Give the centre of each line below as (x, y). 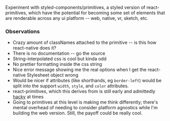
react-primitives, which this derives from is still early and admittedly (84, 91)
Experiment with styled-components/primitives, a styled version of (75, 7)
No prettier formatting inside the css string (57, 64)
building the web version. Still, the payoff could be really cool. (78, 113)
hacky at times (28, 97)
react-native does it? (34, 48)
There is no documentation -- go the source (59, 54)
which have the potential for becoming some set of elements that (97, 13)
